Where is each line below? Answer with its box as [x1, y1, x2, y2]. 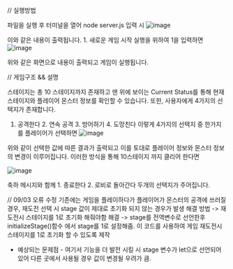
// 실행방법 [7, 6, 36, 14]
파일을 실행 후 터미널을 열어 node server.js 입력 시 [7, 21, 145, 29]
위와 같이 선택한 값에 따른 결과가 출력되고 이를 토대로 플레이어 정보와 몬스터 [7, 144, 212, 152]
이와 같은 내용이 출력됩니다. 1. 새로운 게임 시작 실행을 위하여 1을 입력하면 [7, 36, 204, 44]
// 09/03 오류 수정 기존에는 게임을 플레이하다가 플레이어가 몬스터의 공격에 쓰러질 [7, 196, 227, 204]
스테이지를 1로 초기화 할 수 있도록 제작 [7, 231, 110, 239]
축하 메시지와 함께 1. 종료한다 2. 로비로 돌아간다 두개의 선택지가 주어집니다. [7, 181, 211, 189]
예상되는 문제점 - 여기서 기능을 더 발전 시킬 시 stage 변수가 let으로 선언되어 [17, 245, 222, 254]
